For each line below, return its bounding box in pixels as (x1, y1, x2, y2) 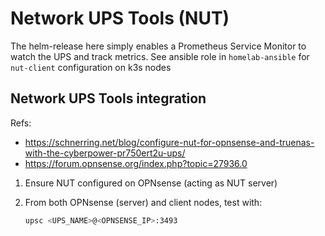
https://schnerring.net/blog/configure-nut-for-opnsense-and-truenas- (24, 136, 315, 148)
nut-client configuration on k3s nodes (10, 61, 172, 73)
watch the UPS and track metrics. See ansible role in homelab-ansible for (10, 50, 310, 62)
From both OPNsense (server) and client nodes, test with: (24, 196, 263, 208)
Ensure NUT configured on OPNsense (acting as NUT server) (24, 177, 278, 189)
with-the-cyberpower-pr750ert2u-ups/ (24, 147, 186, 159)
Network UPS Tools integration (10, 90, 207, 107)
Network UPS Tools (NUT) (10, 7, 230, 30)
